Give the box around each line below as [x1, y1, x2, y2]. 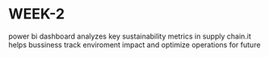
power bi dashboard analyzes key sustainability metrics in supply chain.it [8, 31, 252, 41]
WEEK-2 [8, 5, 65, 23]
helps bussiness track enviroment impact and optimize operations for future [8, 39, 261, 49]
